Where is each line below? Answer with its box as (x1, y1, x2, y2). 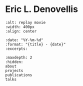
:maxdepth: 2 (5, 55, 32, 60)
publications (5, 72, 32, 77)
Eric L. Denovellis (5, 3, 78, 15)
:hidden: (5, 59, 23, 64)
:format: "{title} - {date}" (5, 41, 66, 47)
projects (5, 68, 23, 73)
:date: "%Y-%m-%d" (5, 37, 43, 42)
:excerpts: (5, 46, 28, 51)
